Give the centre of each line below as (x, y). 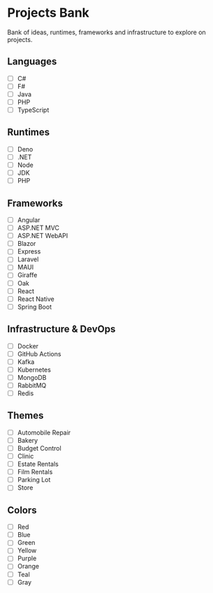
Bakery (28, 440)
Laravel (28, 259)
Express (29, 251)
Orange (28, 566)
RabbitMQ (32, 385)
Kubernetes (34, 369)
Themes (25, 416)
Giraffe (27, 275)
